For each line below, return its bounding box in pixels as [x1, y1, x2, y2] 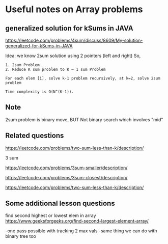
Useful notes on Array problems [5, 4, 143, 15]
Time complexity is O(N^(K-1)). [5, 89, 74, 94]
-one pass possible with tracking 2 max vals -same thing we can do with [5, 228, 157, 234]
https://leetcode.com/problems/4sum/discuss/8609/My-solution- [5, 37, 143, 43]
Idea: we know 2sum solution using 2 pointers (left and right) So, [5, 52, 141, 59]
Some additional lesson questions [5, 199, 116, 208]
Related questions [5, 131, 64, 140]
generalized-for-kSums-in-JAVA [5, 43, 73, 49]
